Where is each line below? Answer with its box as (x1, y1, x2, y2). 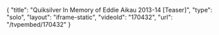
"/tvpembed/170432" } (6, 21, 71, 28)
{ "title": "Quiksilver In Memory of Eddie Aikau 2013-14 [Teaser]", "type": (6, 6, 213, 14)
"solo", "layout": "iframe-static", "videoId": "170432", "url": (6, 13, 173, 21)
